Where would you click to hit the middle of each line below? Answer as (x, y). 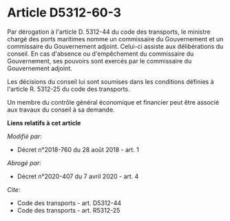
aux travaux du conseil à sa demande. (61, 109)
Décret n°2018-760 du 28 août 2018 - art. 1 (78, 149)
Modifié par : (25, 136)
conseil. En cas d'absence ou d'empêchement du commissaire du (101, 54)
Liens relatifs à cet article (44, 123)
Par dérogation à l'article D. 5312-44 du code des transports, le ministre (109, 32)
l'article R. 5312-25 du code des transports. (69, 89)
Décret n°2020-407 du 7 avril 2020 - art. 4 (78, 176)
